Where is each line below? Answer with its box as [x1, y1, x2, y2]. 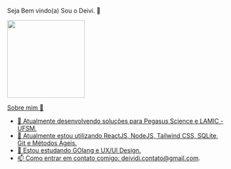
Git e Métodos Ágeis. [17, 139, 77, 147]
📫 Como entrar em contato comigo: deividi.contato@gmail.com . [17, 154, 201, 162]
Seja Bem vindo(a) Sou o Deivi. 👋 [7, 7, 101, 14]
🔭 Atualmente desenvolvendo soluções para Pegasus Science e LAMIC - [17, 117, 224, 125]
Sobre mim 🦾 [7, 103, 44, 112]
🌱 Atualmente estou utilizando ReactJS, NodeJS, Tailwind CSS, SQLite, [17, 132, 219, 139]
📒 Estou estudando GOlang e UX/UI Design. [17, 146, 141, 155]
